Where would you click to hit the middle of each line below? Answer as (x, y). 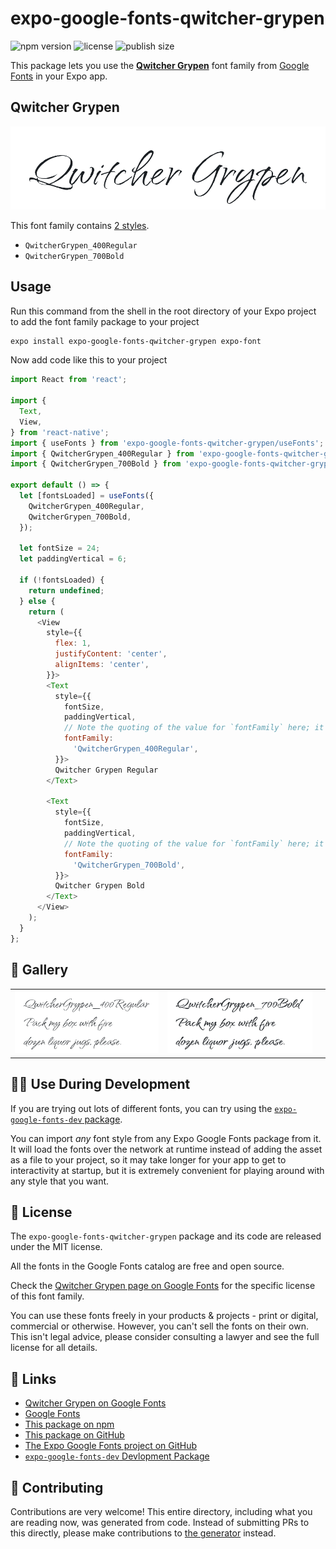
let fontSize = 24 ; (60, 548)
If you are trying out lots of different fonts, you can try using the (141, 1108)
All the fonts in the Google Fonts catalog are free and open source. (147, 1266)
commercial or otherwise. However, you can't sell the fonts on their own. (159, 1326)
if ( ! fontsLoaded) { (62, 580)
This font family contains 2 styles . (80, 225)
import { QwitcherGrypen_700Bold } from (96, 464)
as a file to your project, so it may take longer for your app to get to (148, 1159)
